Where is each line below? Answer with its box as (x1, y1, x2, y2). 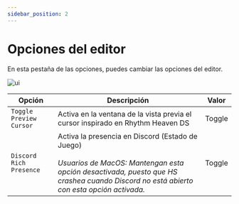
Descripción (106, 95, 149, 105)
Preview (11, 114, 37, 122)
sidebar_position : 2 (7, 10, 69, 18)
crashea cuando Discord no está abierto (58, 176, 193, 186)
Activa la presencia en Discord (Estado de (58, 131, 198, 141)
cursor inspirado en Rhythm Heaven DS (58, 118, 190, 128)
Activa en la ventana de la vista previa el (58, 109, 192, 119)
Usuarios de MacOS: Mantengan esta (58, 158, 184, 168)
